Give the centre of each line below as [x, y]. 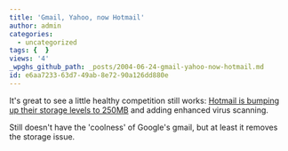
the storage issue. [42, 136]
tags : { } [29, 51]
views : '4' [29, 59]
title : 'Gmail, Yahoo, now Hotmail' [77, 17]
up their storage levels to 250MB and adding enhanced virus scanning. [139, 110]
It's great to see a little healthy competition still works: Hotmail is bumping [144, 100]
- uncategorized [47, 42]
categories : [31, 34]
